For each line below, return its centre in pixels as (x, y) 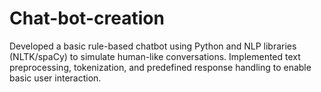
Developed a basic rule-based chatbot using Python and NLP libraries (153, 46)
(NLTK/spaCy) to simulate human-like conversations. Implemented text (155, 56)
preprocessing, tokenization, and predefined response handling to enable (160, 67)
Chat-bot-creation (87, 18)
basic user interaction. (55, 78)
